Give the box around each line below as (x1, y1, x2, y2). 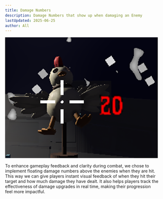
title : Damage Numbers (5, 8, 51, 13)
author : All (5, 23, 29, 28)
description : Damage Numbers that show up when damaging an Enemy (5, 13, 143, 18)
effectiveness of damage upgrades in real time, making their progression (5, 183, 151, 189)
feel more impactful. (5, 189, 45, 195)
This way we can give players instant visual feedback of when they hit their (5, 173, 156, 179)
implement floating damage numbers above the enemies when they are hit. (5, 168, 156, 174)
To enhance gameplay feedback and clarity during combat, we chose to (5, 163, 149, 169)
